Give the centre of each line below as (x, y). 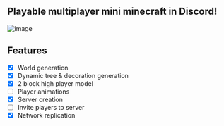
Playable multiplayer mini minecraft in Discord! (112, 12)
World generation (43, 68)
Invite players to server (51, 107)
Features (27, 51)
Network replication (46, 115)
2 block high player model (55, 83)
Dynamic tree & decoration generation (73, 75)
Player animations (43, 92)
